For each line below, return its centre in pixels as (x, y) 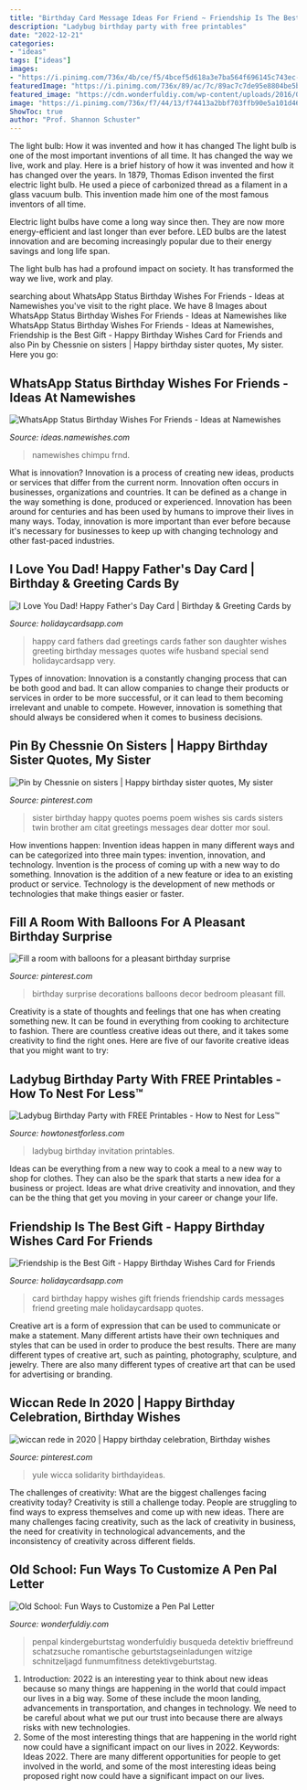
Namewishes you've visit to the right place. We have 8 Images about (138, 306)
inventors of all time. (48, 204)
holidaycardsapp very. (74, 660)
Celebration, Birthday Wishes (95, 1417)
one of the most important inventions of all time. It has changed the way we (151, 155)
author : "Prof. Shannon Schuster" (75, 120)
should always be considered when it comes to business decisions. (136, 717)
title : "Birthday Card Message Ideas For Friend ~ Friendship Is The (145, 18)
